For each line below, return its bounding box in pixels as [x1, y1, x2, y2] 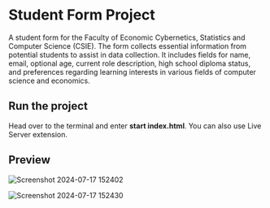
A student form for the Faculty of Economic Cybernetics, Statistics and [8, 32, 246, 42]
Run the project [8, 99, 88, 113]
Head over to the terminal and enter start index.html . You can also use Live [8, 120, 262, 131]
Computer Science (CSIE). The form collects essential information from [8, 41, 246, 50]
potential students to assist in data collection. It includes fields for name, [8, 50, 251, 59]
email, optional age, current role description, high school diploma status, [8, 58, 251, 68]
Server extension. [8, 129, 67, 139]
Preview [8, 153, 51, 167]
